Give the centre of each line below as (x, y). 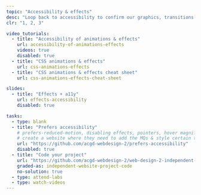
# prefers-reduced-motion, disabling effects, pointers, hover (98, 133)
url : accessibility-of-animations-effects (71, 45)
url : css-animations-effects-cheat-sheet (69, 78)
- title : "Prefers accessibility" (54, 127)
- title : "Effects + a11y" (45, 94)
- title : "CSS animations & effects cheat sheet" (74, 72)
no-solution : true (40, 171)
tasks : (14, 116)
